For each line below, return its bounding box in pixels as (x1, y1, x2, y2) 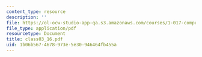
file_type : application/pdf (6, 25, 77, 31)
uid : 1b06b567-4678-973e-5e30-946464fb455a (6, 42, 117, 48)
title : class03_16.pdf (6, 36, 63, 42)
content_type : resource (6, 8, 66, 15)
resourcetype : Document (6, 31, 66, 37)
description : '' (6, 14, 47, 20)
